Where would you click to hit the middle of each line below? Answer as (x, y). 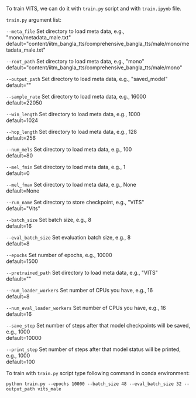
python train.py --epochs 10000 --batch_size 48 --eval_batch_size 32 (94, 384)
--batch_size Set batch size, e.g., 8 (49, 220)
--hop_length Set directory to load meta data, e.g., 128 (72, 132)
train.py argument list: (34, 20)
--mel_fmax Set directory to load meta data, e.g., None (71, 185)
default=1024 (22, 120)
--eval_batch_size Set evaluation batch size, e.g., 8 (68, 237)
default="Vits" (23, 208)
